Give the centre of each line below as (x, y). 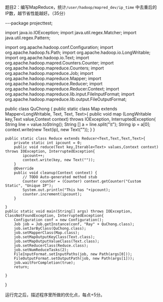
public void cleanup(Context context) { (56, 173)
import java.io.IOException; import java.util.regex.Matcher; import (71, 33)
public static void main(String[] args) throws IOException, (69, 211)
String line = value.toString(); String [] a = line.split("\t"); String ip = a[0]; (78, 124)
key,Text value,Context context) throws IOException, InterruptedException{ (81, 119)
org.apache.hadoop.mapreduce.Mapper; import (53, 78)
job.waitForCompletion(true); (45, 263)
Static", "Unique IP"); (29, 186)
